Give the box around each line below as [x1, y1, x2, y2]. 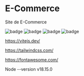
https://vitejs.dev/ [5, 38, 40, 44]
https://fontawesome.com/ [5, 57, 58, 62]
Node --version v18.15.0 [5, 66, 52, 72]
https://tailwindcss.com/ [5, 47, 54, 53]
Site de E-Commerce [5, 19, 47, 25]
